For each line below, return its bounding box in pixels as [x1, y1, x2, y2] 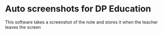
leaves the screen [5, 24, 41, 30]
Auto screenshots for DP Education [5, 3, 151, 14]
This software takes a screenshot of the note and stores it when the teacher [5, 19, 158, 25]
